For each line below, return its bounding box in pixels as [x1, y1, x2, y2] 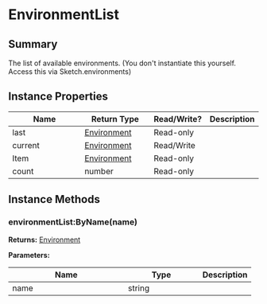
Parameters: [8, 250, 50, 259]
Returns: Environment [8, 235, 81, 244]
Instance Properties [8, 90, 109, 103]
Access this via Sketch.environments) [8, 67, 132, 76]
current [12, 139, 40, 150]
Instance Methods [8, 193, 101, 206]
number [84, 166, 114, 177]
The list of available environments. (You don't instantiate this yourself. [8, 58, 237, 68]
